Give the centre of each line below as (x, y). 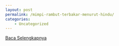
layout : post (19, 10)
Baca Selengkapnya (26, 38)
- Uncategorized (32, 24)
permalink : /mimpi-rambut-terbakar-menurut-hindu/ (60, 14)
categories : (18, 19)
